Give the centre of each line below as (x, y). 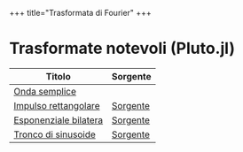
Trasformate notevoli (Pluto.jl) (122, 49)
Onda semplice (45, 91)
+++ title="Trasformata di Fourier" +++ (81, 13)
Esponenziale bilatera (59, 120)
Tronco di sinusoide (55, 134)
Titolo (58, 76)
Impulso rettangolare (57, 105)
